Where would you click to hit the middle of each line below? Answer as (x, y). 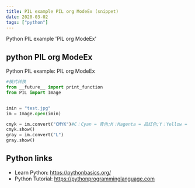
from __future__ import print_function (55, 87)
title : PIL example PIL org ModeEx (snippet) (62, 11)
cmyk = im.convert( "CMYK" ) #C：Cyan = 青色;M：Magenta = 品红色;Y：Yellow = (97, 124)
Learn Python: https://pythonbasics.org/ (63, 172)
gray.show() (20, 140)
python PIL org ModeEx (49, 57)
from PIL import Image (34, 93)
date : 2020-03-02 (27, 17)
